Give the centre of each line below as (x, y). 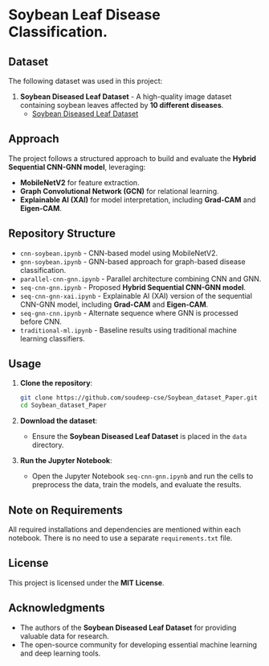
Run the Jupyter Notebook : (66, 461)
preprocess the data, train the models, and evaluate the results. (137, 485)
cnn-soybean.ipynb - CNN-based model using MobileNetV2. (119, 253)
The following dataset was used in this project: (86, 81)
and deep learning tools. (60, 653)
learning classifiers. (53, 338)
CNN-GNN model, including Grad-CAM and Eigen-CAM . (114, 304)
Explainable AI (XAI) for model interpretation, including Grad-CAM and (138, 200)
